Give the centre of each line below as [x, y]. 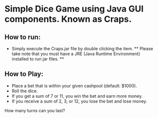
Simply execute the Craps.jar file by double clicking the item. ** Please [82, 49]
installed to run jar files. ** [38, 59]
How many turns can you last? [35, 110]
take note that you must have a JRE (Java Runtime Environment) [76, 54]
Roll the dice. [25, 91]
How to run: [23, 37]
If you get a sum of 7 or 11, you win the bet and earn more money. [77, 96]
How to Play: [24, 74]
